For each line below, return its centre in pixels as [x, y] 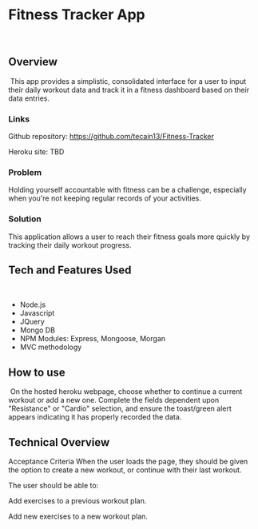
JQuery [32, 322]
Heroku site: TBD [36, 152]
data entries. [29, 98]
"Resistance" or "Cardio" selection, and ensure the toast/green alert [120, 408]
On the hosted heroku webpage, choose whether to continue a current [126, 392]
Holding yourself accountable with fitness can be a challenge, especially [127, 190]
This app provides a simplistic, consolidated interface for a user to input [128, 81]
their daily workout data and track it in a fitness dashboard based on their [129, 89]
